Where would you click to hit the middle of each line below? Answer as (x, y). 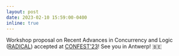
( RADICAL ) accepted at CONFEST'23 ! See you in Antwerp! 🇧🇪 (84, 46)
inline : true (23, 23)
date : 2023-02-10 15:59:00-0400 (47, 17)
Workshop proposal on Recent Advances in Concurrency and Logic (89, 40)
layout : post (23, 12)
